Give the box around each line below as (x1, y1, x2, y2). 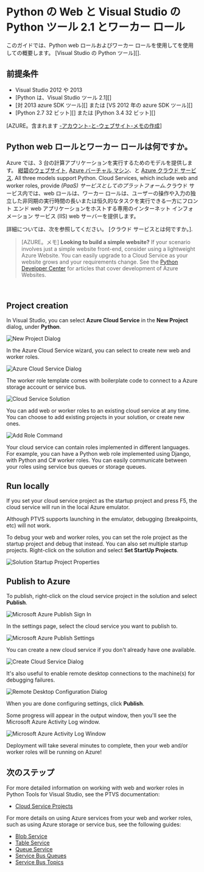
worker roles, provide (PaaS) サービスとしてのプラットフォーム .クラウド (6, 182, 188, 189)
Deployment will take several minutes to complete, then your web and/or (6, 742, 188, 749)
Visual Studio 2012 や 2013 (15, 86, 83, 93)
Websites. (21, 271, 47, 278)
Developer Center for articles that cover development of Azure (21, 264, 178, 272)
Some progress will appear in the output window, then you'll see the (6, 712, 177, 719)
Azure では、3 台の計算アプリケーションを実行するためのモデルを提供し (6, 159, 188, 166)
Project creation (6, 300, 69, 311)
